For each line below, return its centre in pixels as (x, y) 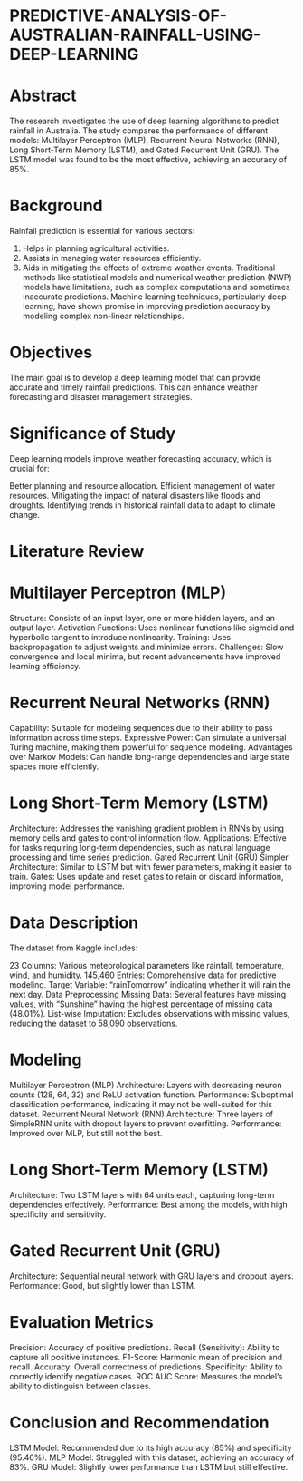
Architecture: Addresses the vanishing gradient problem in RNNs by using (147, 828)
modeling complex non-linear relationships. (103, 316)
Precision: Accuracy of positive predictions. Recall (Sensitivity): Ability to (145, 1347)
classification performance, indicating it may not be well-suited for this (141, 1104)
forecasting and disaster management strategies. (101, 397)
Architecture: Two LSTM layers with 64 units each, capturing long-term (142, 1194)
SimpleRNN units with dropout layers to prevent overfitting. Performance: (146, 1123)
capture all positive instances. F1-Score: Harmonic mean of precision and (146, 1357)
